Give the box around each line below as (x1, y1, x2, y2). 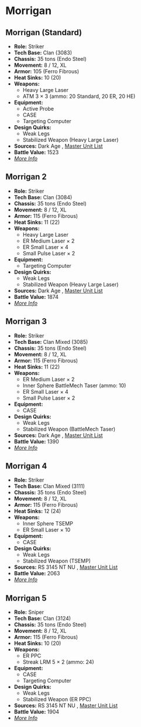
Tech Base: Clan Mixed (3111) (13, 483, 85, 490)
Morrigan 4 (5, 461, 47, 471)
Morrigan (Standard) (5, 28, 82, 37)
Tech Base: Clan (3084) (13, 193, 73, 200)
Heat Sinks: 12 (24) (13, 508, 61, 515)
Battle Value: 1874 (13, 293, 59, 300)
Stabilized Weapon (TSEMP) (22, 558, 91, 565)
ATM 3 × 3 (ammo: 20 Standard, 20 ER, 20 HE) (22, 93, 136, 100)
